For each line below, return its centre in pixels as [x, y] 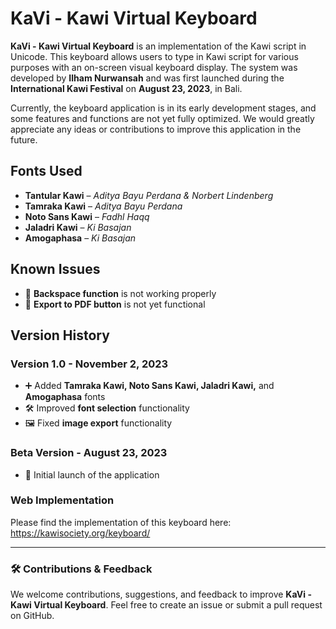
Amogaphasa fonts [65, 397]
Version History [60, 335]
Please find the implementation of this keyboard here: [121, 522]
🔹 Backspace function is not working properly [120, 293]
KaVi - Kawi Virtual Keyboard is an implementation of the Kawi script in [158, 46]
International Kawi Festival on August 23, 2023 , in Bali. [126, 88]
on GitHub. [32, 616]
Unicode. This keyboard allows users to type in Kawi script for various [154, 56]
